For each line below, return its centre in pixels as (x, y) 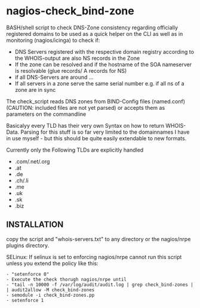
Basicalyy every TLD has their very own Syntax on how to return (85, 125)
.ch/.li (21, 180)
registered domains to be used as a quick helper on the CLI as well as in (95, 33)
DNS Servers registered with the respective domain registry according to (104, 51)
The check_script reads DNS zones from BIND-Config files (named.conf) (96, 101)
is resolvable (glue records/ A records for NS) (71, 70)
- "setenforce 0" (28, 274)
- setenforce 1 (25, 300)
